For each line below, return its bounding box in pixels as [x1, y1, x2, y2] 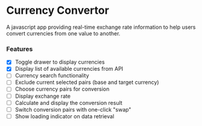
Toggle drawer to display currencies [14, 58, 105, 66]
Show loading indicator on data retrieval [14, 112, 115, 120]
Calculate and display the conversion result [14, 99, 122, 106]
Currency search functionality [14, 72, 89, 79]
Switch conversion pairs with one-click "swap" [14, 106, 131, 113]
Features [6, 44, 33, 53]
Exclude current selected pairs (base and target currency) [14, 79, 159, 86]
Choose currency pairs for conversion [14, 85, 110, 93]
